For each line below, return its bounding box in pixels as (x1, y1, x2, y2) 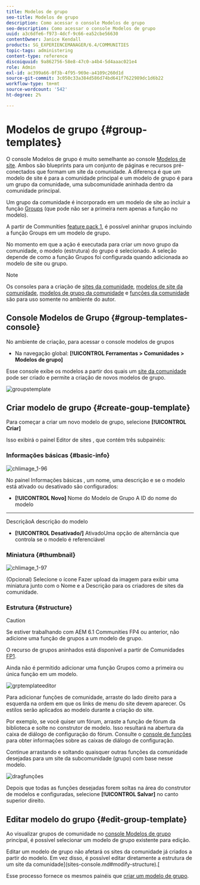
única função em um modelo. (6, 671, 78, 678)
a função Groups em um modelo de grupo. (6, 229, 111, 236)
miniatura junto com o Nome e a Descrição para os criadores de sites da (6, 582, 184, 589)
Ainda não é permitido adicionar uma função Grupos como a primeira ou (6, 664, 184, 671)
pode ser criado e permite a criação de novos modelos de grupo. (6, 374, 165, 381)
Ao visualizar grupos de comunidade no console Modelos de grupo (6, 830, 171, 837)
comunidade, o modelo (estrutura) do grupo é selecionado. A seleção (6, 247, 177, 254)
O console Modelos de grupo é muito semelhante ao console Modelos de (6, 155, 186, 162)
